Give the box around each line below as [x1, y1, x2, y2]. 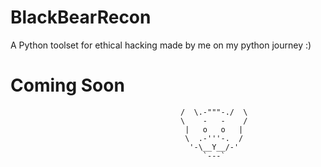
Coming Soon [10, 74, 125, 97]
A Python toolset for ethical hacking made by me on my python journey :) [10, 39, 312, 51]
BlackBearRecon [10, 6, 152, 29]
